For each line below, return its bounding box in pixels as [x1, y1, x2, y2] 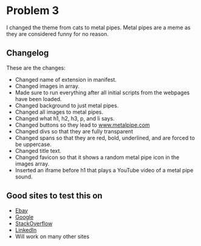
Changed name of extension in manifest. [15, 76, 117, 83]
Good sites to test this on [6, 191, 103, 201]
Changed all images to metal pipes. [15, 108, 104, 116]
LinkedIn [15, 226, 37, 233]
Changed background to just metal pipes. [15, 102, 119, 109]
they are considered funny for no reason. [6, 30, 109, 37]
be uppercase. [15, 141, 52, 148]
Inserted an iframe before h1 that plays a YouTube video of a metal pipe [15, 166, 194, 174]
